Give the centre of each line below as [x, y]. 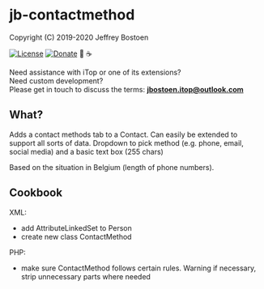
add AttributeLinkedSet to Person [77, 227]
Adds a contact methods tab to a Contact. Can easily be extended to [123, 134]
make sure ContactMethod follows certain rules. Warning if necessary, [138, 268]
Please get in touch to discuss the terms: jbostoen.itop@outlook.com [126, 89]
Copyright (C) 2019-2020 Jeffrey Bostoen [79, 37]
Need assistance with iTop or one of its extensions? [95, 72]
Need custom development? [56, 81]
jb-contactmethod [72, 15]
